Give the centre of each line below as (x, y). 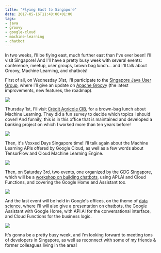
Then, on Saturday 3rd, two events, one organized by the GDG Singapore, (79, 172)
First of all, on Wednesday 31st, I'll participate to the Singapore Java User (78, 80)
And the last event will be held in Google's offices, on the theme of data (76, 200)
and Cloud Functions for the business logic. (48, 216)
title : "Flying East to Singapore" (41, 9)
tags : (10, 18)
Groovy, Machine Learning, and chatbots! (46, 71)
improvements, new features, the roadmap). (49, 90)
